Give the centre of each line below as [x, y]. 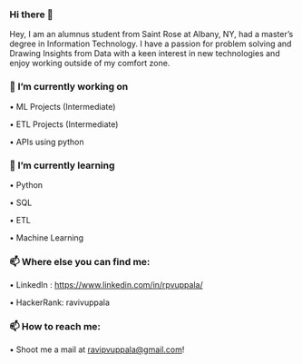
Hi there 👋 [32, 15]
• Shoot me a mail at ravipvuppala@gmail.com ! [97, 349]
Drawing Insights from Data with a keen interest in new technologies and [145, 54]
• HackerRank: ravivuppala [60, 302]
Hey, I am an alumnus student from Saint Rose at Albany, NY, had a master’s [151, 34]
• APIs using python [47, 142]
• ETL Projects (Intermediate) [64, 124]
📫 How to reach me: [55, 327]
